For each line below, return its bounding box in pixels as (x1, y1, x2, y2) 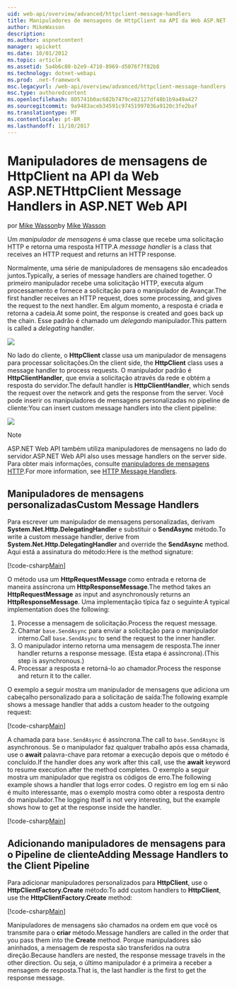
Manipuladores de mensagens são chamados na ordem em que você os (7, 921, 218, 929)
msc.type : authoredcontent (7, 89, 87, 96)
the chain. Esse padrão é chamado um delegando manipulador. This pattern (7, 317, 227, 325)
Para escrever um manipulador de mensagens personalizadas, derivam (7, 518, 215, 526)
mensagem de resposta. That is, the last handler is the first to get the (7, 966, 207, 975)
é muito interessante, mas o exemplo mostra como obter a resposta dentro (7, 788, 225, 797)
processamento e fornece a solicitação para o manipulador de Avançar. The (7, 286, 226, 295)
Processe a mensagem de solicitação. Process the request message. (17, 619, 217, 628)
